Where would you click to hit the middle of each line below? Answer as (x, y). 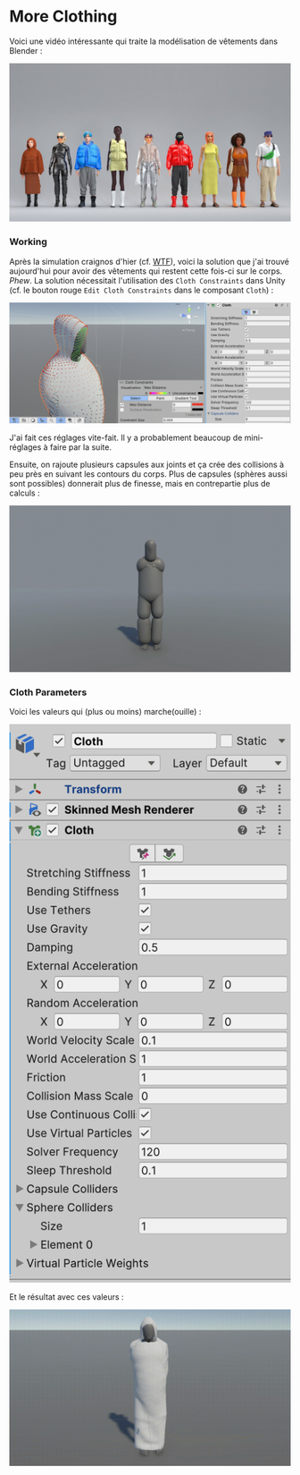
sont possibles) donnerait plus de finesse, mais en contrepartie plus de (140, 483)
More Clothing (63, 17)
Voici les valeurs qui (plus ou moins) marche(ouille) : (105, 712)
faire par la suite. (80, 447)
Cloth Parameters (48, 692)
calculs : (25, 493)
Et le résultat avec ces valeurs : (67, 1297)
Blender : (26, 50)
